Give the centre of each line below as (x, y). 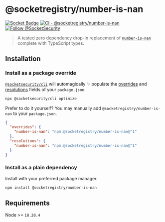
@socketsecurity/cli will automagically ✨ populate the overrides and (76, 84)
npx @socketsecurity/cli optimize (41, 99)
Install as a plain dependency (41, 168)
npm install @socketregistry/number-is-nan (51, 188)
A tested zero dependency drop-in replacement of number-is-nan (84, 38)
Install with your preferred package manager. (51, 178)
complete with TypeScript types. (51, 43)
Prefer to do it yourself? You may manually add (53, 108)
